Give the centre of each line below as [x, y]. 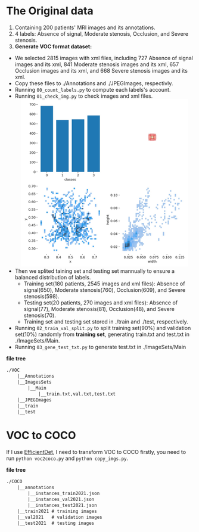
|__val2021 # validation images [60, 517]
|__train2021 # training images [57, 511]
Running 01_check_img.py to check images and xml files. [84, 96]
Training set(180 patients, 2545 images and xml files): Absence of [104, 284]
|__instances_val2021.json [61, 499]
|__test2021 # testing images [56, 523]
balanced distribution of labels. [53, 277]
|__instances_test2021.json [62, 505]
